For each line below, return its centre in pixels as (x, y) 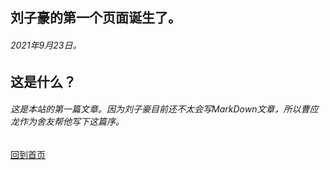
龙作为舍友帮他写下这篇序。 (67, 122)
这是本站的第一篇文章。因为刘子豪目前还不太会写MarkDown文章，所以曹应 (164, 109)
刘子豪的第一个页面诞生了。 (96, 18)
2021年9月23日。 (46, 45)
